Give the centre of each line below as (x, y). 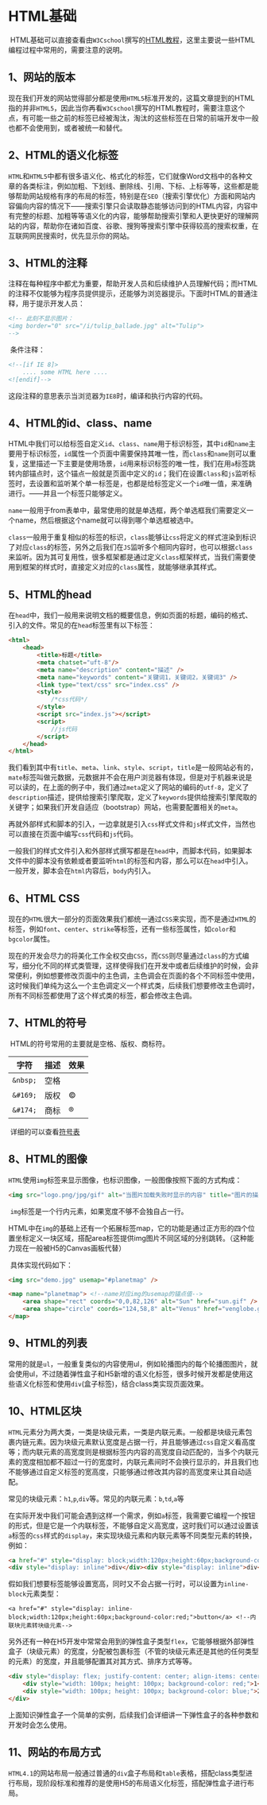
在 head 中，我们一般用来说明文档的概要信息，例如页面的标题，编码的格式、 (130, 615)
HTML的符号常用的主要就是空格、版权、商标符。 (89, 1044)
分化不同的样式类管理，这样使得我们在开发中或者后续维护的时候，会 (140, 966)
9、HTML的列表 (48, 1343)
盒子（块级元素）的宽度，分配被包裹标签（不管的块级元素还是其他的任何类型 (133, 1651)
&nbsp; (25, 1080)
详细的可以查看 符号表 (45, 1131)
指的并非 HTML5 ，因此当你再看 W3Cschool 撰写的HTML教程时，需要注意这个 (127, 107)
